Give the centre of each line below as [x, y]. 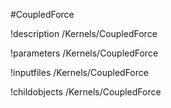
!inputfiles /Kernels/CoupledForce [79, 72]
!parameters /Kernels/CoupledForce [84, 53]
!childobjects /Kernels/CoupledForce [86, 92]
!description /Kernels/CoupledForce [84, 33]
